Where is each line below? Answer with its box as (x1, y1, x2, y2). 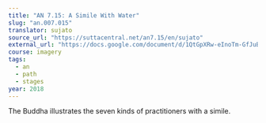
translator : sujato (8, 26, 73, 34)
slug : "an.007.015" (8, 19, 73, 27)
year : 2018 (8, 84, 44, 93)
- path (15, 70, 37, 78)
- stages (15, 77, 44, 85)
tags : (8, 56, 26, 64)
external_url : (8, 41, 55, 49)
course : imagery (8, 48, 62, 56)
